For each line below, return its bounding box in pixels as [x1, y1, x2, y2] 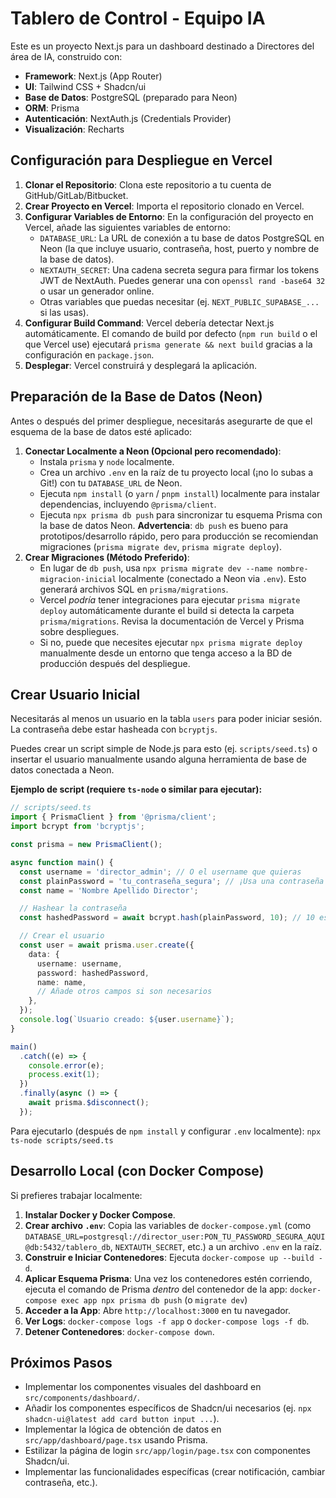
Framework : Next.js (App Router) [24, 70, 163, 82]
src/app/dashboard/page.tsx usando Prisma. [24, 1434, 208, 1446]
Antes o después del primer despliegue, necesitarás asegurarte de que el [10, 415, 313, 427]
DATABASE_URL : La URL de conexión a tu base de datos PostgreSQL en [39, 232, 325, 244]
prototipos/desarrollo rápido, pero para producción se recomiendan [39, 530, 319, 542]
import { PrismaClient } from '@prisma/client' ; [10, 812, 217, 822]
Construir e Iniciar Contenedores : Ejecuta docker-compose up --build [24, 1251, 315, 1263]
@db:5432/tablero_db [24, 1242, 111, 1252]
